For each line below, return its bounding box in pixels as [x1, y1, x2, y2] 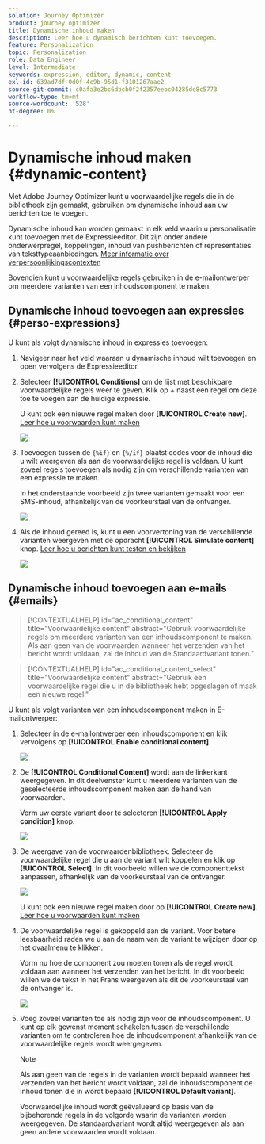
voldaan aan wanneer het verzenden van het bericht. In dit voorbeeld [19, 966, 245, 976]
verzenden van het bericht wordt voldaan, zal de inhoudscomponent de [19, 1077, 253, 1087]
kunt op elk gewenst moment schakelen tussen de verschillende [19, 1022, 229, 1031]
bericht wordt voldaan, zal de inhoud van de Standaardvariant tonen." [27, 649, 255, 658]
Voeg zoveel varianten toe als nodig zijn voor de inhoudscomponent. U [19, 1013, 251, 1023]
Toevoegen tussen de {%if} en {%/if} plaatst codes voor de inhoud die [19, 447, 252, 457]
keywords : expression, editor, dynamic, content [8, 71, 172, 78]
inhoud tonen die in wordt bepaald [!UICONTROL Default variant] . [19, 1086, 236, 1096]
